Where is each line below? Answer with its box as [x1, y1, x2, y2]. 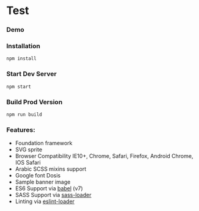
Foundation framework [15, 140, 73, 147]
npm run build [6, 112, 43, 118]
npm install [6, 55, 37, 62]
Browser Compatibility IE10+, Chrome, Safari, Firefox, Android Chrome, [15, 152, 194, 160]
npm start [6, 84, 32, 90]
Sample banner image [15, 178, 71, 186]
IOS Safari [15, 159, 41, 166]
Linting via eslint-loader [15, 198, 75, 205]
